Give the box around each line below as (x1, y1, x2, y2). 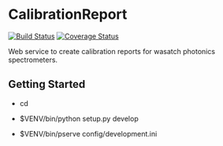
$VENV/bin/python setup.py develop (19, 114, 139, 123)
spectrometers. (8, 55, 58, 64)
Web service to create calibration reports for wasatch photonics (8, 46, 215, 56)
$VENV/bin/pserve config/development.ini (19, 129, 158, 138)
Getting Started (8, 78, 86, 91)
